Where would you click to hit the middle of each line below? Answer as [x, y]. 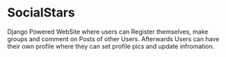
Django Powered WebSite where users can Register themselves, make [108, 32]
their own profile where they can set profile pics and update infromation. [111, 46]
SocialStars [41, 13]
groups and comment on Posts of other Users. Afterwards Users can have [113, 38]
